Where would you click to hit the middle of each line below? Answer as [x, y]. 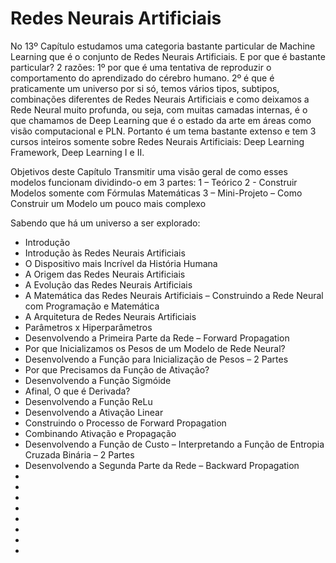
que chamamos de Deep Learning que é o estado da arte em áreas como [161, 120]
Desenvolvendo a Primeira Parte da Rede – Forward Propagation [157, 338]
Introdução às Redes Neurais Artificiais [105, 253]
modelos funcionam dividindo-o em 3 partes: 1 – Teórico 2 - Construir [154, 182]
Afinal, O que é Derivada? [77, 391]
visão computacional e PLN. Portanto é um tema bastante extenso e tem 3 [163, 131]
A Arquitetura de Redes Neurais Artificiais [110, 316]
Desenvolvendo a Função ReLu [88, 401]
